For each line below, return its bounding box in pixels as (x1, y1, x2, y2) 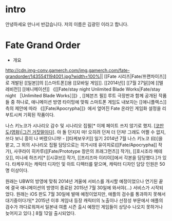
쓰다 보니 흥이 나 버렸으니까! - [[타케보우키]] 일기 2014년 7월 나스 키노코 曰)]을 (5, 135, 163, 141)
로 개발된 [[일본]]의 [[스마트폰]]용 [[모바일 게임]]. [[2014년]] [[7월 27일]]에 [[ (5, 79, 159, 85)
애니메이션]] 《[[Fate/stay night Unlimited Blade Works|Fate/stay (25, 86, 161, 92)
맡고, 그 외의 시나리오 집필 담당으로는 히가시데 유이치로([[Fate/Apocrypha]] (5, 142, 158, 148)
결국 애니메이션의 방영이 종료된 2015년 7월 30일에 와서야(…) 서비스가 (10, 184, 150, 190)
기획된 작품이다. (23, 112, 55, 118)
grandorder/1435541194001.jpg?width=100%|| (5, 73, 103, 79)
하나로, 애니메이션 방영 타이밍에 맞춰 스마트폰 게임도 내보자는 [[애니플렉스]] (16, 99, 167, 105)
